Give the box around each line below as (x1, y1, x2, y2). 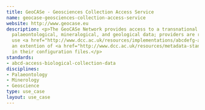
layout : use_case (6, 94, 51, 100)
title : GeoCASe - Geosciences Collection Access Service (6, 9, 154, 15)
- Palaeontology (6, 71, 48, 78)
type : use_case (6, 89, 45, 95)
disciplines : (6, 65, 40, 72)
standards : (6, 54, 34, 61)
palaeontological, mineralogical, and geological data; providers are (12, 32, 195, 38)
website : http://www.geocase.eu (6, 20, 88, 26)
